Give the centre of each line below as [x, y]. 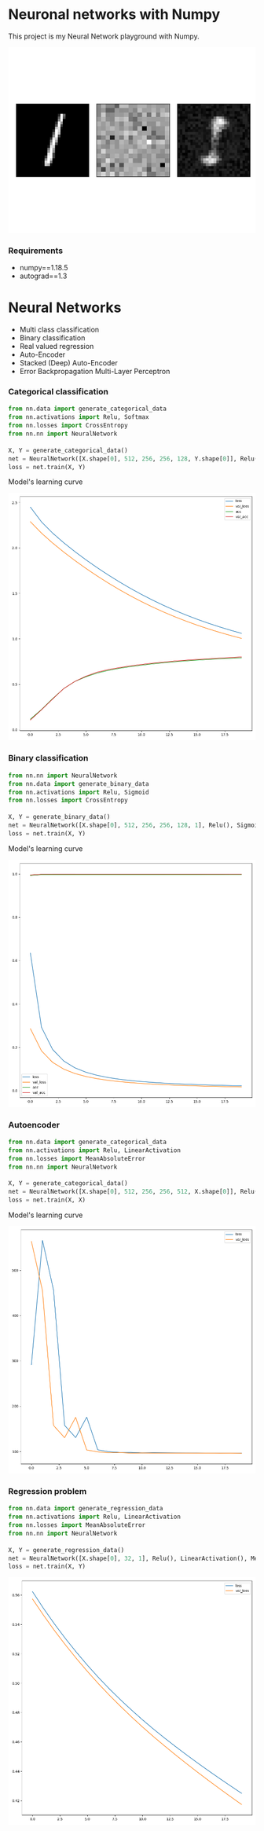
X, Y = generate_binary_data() [59, 817]
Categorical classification [58, 392]
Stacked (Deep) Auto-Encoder [68, 363]
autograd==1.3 [43, 276]
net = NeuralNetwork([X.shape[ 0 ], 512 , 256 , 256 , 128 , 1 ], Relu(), [121, 826]
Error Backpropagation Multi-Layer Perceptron [95, 372]
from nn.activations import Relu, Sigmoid [79, 792]
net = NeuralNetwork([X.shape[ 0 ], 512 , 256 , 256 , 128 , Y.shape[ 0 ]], [123, 459]
